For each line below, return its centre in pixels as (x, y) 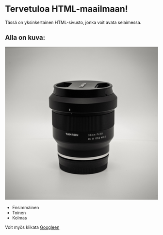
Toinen (19, 213)
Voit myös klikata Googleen (32, 227)
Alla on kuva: (25, 38)
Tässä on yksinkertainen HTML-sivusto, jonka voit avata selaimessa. (73, 22)
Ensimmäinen (25, 207)
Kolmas (19, 218)
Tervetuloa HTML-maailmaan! (66, 9)
